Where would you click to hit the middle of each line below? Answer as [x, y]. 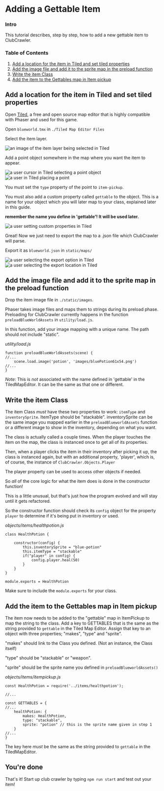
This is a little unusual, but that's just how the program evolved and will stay [81, 496]
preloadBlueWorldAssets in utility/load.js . [49, 320]
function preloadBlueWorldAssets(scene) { [49, 353]
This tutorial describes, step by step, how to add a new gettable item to [77, 35]
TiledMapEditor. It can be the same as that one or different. [64, 384]
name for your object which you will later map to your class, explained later [81, 202]
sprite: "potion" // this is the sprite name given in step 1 [87, 725]
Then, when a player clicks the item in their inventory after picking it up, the [81, 452]
